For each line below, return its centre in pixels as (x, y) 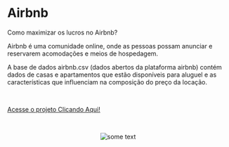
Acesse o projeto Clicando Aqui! (54, 109)
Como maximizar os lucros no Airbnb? (63, 32)
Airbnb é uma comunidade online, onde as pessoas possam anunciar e (110, 46)
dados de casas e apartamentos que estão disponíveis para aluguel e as (112, 75)
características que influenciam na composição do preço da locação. (107, 82)
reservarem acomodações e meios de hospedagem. (83, 53)
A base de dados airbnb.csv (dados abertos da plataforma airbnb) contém (115, 67)
